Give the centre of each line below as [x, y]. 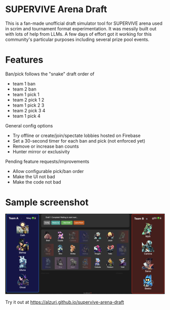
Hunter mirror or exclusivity [41, 151]
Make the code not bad [37, 182]
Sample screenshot [47, 203]
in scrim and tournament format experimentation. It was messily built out [81, 28]
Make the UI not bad [34, 176]
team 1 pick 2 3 [28, 105]
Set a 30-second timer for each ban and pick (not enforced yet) [79, 141]
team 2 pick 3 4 [29, 110]
